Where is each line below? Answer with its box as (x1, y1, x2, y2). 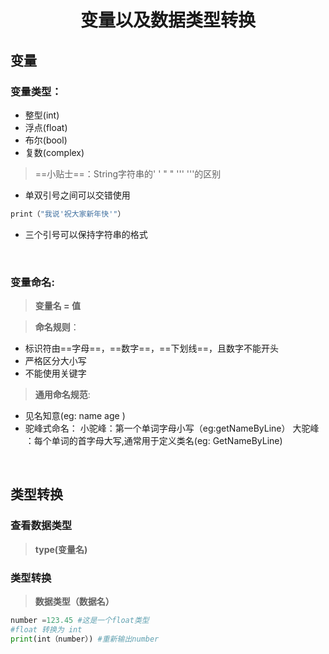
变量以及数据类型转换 (79, 9, 256, 32)
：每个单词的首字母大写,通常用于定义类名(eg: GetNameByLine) (24, 435, 283, 447)
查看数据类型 (10, 519, 73, 533)
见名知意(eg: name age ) (24, 410, 126, 422)
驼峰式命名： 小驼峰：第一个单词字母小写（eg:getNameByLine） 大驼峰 (24, 422, 320, 435)
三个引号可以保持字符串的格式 (24, 228, 148, 240)
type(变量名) (34, 543, 88, 555)
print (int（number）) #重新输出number (10, 634, 160, 644)
